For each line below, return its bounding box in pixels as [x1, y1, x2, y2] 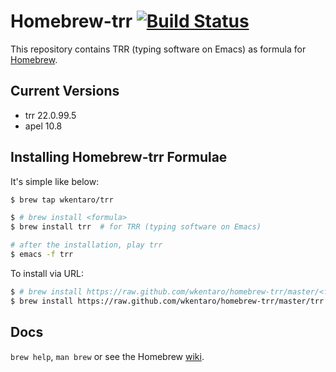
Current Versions [10, 83, 120, 100]
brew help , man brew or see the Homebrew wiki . [10, 350, 205, 362]
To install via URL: [10, 267, 84, 279]
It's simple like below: [10, 175, 100, 187]
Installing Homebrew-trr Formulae [10, 149, 228, 166]
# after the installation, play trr [10, 240, 163, 250]
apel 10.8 [24, 120, 63, 132]
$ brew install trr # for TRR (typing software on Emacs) [10, 222, 262, 232]
